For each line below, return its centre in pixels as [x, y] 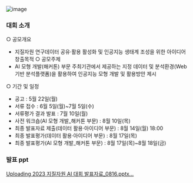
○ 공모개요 [19, 39]
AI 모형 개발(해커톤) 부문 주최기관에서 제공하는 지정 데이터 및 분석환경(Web [101, 66]
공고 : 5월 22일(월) [36, 99]
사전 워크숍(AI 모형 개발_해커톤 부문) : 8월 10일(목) [72, 121]
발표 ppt [17, 160]
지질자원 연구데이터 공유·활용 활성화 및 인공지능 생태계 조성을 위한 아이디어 [100, 52]
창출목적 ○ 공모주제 [37, 59]
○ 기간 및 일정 [23, 86]
